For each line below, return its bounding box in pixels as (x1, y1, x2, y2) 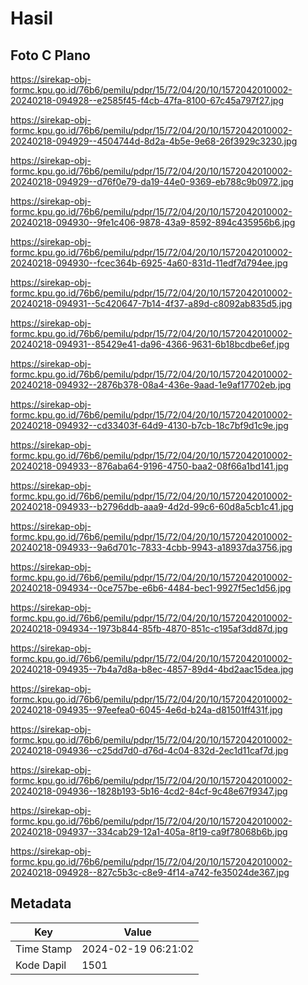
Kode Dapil (15, 958, 67, 972)
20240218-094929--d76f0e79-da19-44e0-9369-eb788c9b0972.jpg (10, 176, 294, 187)
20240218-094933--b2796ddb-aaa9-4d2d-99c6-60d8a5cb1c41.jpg (10, 501, 294, 512)
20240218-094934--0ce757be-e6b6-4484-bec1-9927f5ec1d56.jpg (10, 582, 292, 594)
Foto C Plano (10, 47, 91, 64)
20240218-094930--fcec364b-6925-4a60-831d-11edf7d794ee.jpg (10, 257, 288, 269)
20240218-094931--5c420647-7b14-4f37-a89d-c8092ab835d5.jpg (10, 298, 293, 309)
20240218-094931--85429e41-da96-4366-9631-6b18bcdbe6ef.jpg (10, 338, 290, 350)
